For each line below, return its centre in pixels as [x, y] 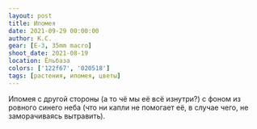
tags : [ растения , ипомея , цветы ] [65, 76]
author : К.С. [30, 38]
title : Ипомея [32, 23]
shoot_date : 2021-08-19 [48, 53]
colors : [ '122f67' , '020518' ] [59, 69]
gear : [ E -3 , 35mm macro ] [50, 46]
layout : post [30, 16]
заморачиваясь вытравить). [57, 116]
